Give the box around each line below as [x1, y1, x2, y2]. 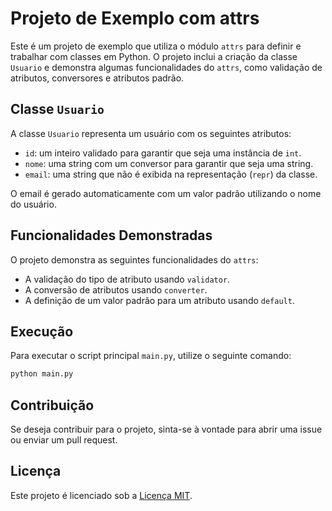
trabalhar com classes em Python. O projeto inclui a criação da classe [10, 50, 298, 62]
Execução [10, 323, 74, 340]
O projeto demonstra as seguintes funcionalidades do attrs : [10, 253, 259, 266]
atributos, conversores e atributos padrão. [10, 72, 185, 84]
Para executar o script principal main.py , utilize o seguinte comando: [10, 350, 292, 362]
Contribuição [10, 397, 95, 414]
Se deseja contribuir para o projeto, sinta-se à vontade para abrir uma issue [10, 423, 323, 436]
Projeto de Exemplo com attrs [10, 7, 260, 30]
